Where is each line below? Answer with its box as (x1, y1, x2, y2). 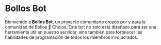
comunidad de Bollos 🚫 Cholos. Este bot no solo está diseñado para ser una (5, 24, 157, 30)
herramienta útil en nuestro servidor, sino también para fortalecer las (5, 29, 143, 35)
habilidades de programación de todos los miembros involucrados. (5, 34, 138, 40)
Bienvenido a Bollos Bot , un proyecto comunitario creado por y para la (5, 19, 145, 25)
